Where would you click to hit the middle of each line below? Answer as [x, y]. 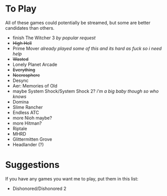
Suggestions [32, 165]
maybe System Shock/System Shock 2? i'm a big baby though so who [86, 91]
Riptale [20, 128]
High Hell [22, 43]
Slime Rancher [27, 107]
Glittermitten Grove [32, 139]
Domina [21, 102]
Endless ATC [26, 112]
